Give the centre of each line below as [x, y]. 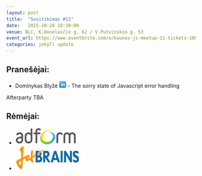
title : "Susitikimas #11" [40, 19]
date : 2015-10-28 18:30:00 [43, 25]
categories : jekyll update [40, 45]
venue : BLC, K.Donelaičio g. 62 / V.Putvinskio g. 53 [75, 32]
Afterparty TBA [25, 97]
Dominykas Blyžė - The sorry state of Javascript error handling [97, 86]
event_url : [20, 38]
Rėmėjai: [23, 117]
